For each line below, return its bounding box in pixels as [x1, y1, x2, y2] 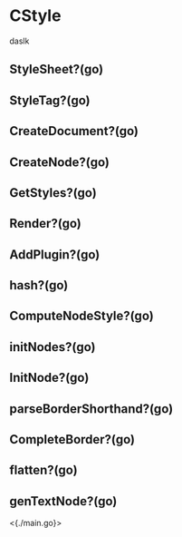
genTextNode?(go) [9, 493, 118, 509]
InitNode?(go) [9, 370, 90, 386]
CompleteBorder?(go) [9, 432, 136, 447]
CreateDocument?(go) [9, 123, 139, 139]
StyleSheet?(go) [9, 62, 104, 77]
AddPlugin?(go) [9, 247, 101, 262]
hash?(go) [9, 278, 69, 293]
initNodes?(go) [9, 339, 96, 355]
